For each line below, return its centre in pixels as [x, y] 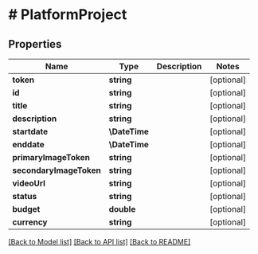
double [122, 209]
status [25, 196]
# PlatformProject [68, 15]
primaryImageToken [51, 157]
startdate [30, 131]
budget [26, 209]
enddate [29, 145]
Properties [35, 44]
